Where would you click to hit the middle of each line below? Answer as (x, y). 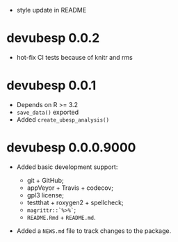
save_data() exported (48, 112)
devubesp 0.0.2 (53, 38)
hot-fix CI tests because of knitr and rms (74, 57)
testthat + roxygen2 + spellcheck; (75, 202)
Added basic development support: (67, 167)
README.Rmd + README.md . (61, 217)
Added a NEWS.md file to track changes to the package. (94, 231)
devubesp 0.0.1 (51, 86)
